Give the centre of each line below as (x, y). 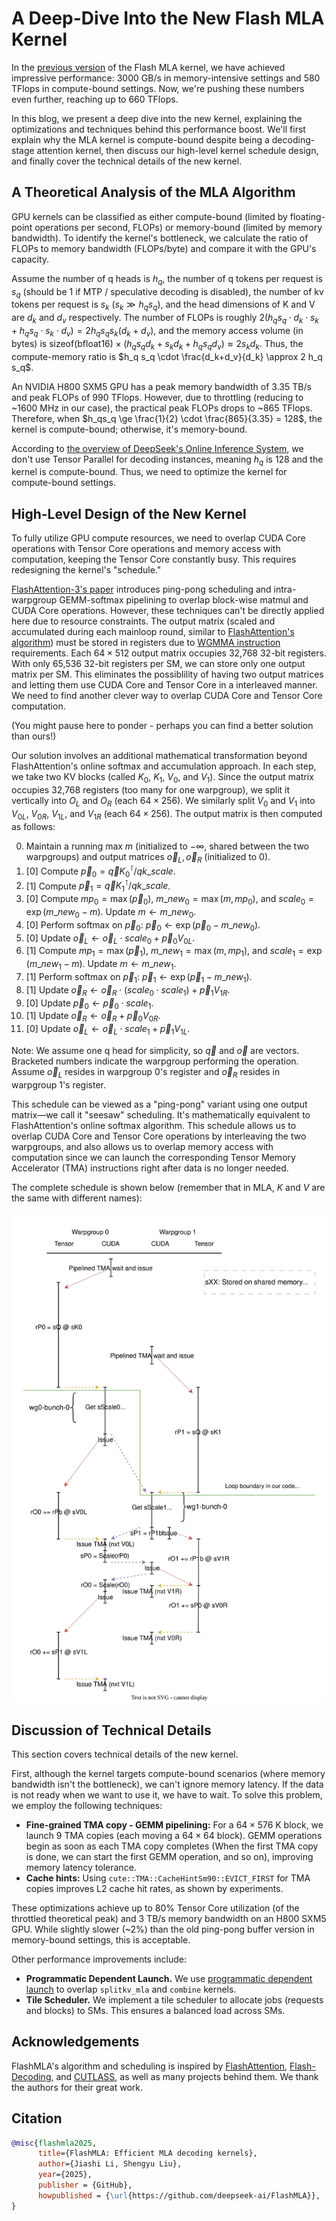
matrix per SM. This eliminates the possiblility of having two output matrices (167, 674)
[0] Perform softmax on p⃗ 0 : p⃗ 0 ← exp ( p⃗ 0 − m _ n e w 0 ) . (143, 925)
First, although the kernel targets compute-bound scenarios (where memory (168, 1773)
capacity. (30, 259)
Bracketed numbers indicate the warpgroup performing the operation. (155, 1061)
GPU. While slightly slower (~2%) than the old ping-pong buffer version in (163, 1929)
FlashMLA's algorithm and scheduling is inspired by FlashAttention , (149, 2066)
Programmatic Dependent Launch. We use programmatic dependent (169, 1978)
